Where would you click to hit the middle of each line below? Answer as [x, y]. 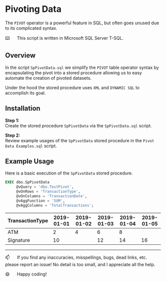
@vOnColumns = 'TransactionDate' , [52, 196]
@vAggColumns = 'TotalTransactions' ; [55, 205]
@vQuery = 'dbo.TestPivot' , [45, 187]
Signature [19, 240]
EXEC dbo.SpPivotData [27, 182]
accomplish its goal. [25, 93]
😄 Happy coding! [26, 274]
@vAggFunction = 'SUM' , [41, 201]
